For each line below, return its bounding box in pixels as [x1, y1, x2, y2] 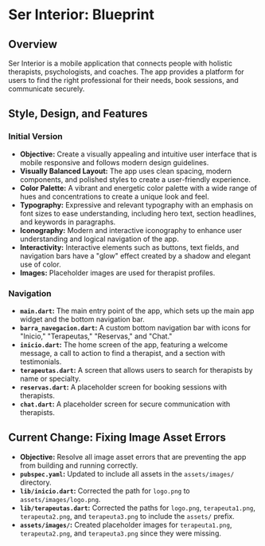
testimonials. [19, 357, 62, 366]
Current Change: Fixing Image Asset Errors [8, 431, 227, 445]
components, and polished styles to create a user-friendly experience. [19, 174, 251, 184]
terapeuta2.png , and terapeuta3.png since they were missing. [19, 528, 221, 538]
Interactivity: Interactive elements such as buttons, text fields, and [19, 242, 240, 252]
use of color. [19, 259, 61, 269]
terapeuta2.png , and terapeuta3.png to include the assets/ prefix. [19, 511, 235, 520]
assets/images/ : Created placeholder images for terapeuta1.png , [19, 520, 232, 529]
